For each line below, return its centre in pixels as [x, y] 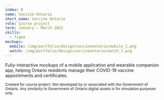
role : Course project [28, 23]
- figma [18, 37]
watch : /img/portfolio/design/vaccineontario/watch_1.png [71, 51]
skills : [13, 33]
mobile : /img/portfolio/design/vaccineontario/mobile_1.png [73, 46]
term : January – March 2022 [34, 28]
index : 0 [14, 10]
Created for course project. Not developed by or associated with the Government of [77, 84]
